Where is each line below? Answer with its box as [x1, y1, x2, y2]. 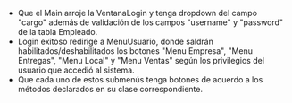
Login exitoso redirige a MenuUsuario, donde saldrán [17, 36, 214, 47]
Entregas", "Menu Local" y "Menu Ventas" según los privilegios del [17, 56, 265, 65]
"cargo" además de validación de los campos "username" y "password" [17, 17, 284, 28]
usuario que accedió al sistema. [17, 64, 136, 75]
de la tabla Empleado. [17, 27, 98, 37]
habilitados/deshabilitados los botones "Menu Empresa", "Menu [17, 46, 253, 56]
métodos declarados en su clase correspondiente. [17, 84, 204, 94]
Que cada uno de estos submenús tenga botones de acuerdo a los [17, 74, 263, 84]
